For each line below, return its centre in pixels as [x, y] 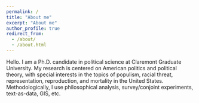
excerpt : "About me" [32, 23]
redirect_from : [25, 34]
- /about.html [29, 45]
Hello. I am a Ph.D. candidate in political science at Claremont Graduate [94, 62]
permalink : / [22, 12]
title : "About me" [29, 17]
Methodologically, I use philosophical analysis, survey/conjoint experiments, [100, 87]
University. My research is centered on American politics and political [92, 68]
